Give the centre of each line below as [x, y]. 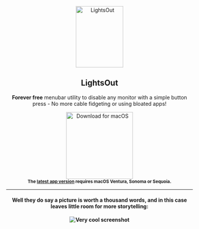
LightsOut [99, 83]
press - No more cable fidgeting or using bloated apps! [99, 103]
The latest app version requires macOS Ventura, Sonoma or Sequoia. [99, 181]
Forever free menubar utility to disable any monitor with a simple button [99, 97]
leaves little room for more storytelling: [99, 206]
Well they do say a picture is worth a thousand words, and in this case [99, 200]
